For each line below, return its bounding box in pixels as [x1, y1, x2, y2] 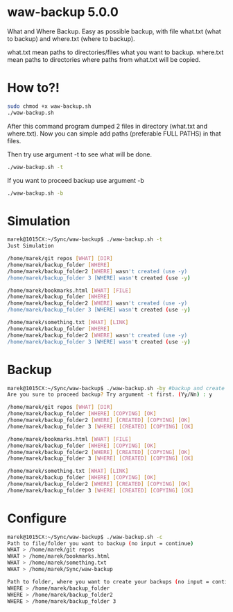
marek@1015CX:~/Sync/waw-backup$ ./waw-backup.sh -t [7, 236, 163, 243]
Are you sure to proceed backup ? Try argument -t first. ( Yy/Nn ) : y [7, 391, 213, 398]
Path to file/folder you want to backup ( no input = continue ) [7, 540, 194, 547]
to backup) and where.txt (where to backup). [7, 34, 135, 42]
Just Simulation [7, 243, 54, 250]
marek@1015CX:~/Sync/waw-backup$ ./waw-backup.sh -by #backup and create [7, 385, 225, 392]
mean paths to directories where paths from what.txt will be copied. [7, 55, 201, 63]
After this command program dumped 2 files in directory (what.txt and [7, 122, 208, 130]
